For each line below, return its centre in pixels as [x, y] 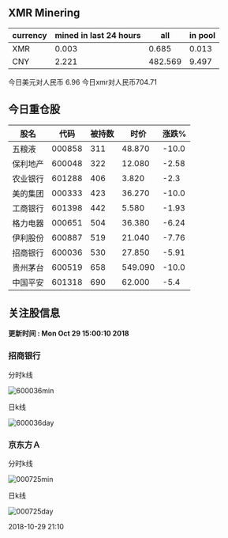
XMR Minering [44, 13]
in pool [202, 35]
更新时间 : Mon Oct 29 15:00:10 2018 [69, 333]
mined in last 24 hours [98, 35]
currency [30, 35]
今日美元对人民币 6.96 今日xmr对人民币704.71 [83, 81]
